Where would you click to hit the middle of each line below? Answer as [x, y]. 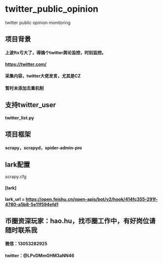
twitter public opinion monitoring [38, 23]
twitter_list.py [20, 118]
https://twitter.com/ [26, 64]
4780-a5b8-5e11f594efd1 [32, 204]
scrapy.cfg [16, 177]
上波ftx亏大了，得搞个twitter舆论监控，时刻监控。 [56, 52]
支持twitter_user [31, 105]
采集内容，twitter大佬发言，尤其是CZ [43, 76]
